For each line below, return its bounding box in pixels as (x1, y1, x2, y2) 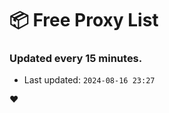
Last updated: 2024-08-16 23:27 (23, 74, 156, 86)
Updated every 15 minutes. (9, 52, 143, 66)
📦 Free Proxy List (9, 9, 159, 32)
